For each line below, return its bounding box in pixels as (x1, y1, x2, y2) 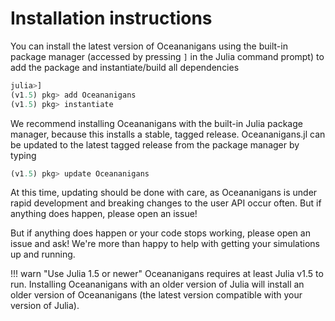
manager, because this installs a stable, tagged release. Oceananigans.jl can (10, 128, 326, 140)
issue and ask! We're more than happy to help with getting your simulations (10, 238, 320, 250)
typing (10, 149, 37, 161)
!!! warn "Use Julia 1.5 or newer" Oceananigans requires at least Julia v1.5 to (10, 268, 324, 280)
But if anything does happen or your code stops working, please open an (10, 227, 311, 239)
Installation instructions (10, 7, 213, 30)
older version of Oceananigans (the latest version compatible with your (10, 289, 303, 301)
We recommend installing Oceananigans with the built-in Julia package (10, 117, 303, 129)
